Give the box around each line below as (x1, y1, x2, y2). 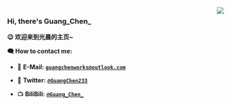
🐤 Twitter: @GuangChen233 (16, 76, 88, 84)
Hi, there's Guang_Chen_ (7, 16, 91, 26)
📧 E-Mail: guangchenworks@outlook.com (16, 63, 126, 71)
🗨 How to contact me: (7, 47, 73, 56)
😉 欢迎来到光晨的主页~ (7, 33, 74, 41)
